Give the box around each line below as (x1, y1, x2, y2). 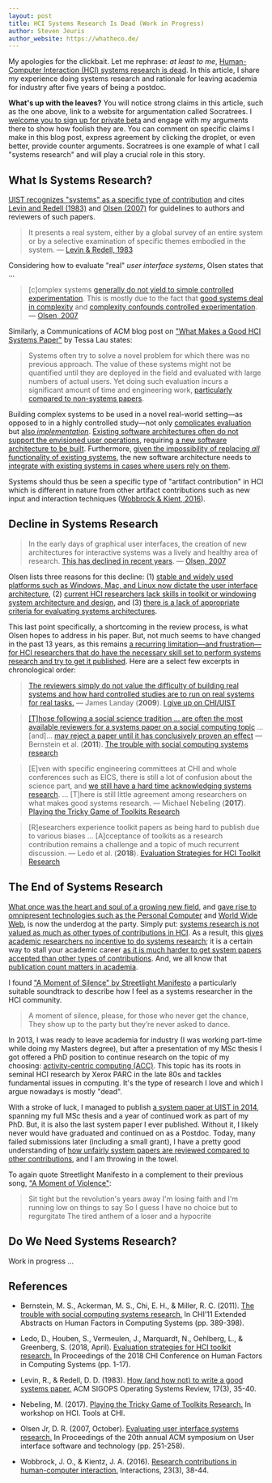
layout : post (8, 11, 53, 20)
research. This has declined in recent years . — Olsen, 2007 (28, 556, 227, 565)
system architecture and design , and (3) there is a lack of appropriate (8, 597, 240, 607)
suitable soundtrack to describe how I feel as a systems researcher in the (8, 986, 253, 996)
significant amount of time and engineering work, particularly (28, 386, 232, 395)
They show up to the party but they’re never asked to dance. (28, 1019, 231, 1029)
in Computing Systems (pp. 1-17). (19, 1360, 131, 1370)
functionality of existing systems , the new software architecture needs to (8, 453, 252, 462)
